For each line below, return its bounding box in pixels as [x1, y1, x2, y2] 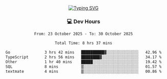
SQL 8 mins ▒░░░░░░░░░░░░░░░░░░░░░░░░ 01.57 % [5, 64, 162, 69]
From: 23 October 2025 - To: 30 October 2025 [34, 32, 133, 37]
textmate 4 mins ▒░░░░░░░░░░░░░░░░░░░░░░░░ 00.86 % [5, 69, 162, 74]
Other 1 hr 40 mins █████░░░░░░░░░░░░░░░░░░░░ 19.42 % [5, 59, 162, 64]
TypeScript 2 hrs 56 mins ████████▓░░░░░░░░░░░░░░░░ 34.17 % [5, 55, 162, 60]
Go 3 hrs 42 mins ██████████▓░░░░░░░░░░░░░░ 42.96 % [5, 50, 162, 55]
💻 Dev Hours [67, 18, 100, 25]
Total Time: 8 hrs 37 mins [54, 41, 113, 46]
